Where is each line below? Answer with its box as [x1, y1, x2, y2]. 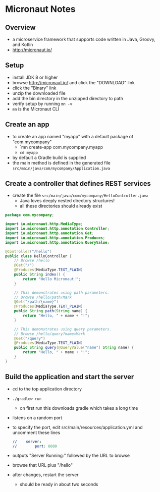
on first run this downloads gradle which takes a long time [19, 405, 138, 411]
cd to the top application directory [12, 385, 82, 392]
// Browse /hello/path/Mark [14, 295, 72, 300]
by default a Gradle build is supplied [12, 155, 86, 161]
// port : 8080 [12, 443, 57, 449]
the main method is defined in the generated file [12, 160, 110, 165]
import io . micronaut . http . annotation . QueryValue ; [5, 240, 110, 245]
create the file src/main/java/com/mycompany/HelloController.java [12, 192, 149, 199]
